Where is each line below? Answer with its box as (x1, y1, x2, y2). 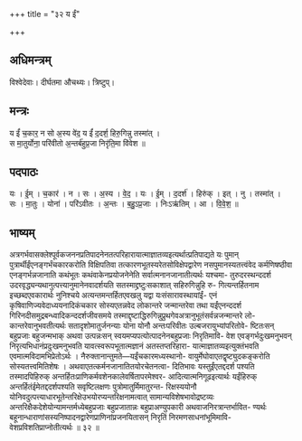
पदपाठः (9, 164, 39, 180)
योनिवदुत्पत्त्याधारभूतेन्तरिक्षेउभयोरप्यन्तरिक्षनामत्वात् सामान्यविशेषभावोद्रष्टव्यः (9, 391, 214, 402)
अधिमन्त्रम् (9, 52, 52, 68)
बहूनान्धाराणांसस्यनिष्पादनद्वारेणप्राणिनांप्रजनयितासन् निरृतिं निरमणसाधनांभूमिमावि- (9, 412, 232, 423)
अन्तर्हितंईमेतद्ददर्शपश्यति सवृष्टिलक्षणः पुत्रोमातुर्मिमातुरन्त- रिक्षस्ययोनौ (9, 381, 197, 392)
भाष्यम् (9, 225, 35, 240)
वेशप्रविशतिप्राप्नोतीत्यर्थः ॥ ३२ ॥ (9, 422, 99, 433)
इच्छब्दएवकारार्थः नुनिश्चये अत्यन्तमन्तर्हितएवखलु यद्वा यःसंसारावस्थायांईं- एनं (9, 290, 218, 301)
